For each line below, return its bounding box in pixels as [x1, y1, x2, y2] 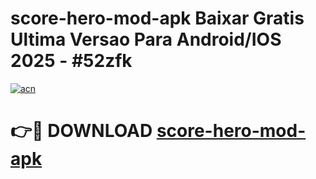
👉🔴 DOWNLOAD [10, 120, 153, 142]
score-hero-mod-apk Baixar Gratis [10, 7, 305, 30]
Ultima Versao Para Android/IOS [10, 28, 282, 51]
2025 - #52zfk [10, 50, 133, 72]
